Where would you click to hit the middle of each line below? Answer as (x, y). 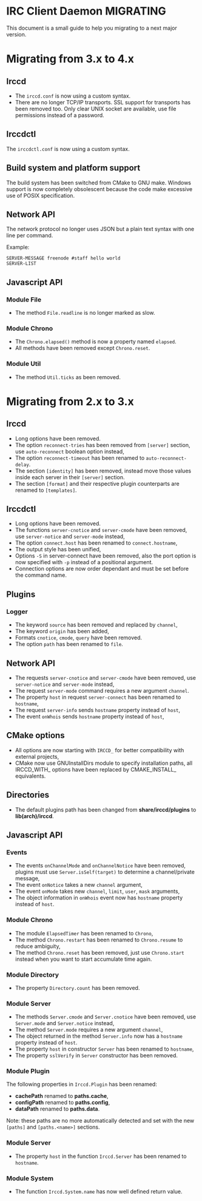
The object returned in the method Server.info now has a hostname (99, 1036)
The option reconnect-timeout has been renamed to (80, 458)
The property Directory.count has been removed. (77, 987)
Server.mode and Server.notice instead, (65, 1023)
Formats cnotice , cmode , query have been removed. (79, 638)
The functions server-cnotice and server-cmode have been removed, (101, 530)
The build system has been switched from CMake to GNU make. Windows (99, 183)
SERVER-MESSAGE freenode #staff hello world (63, 258)
